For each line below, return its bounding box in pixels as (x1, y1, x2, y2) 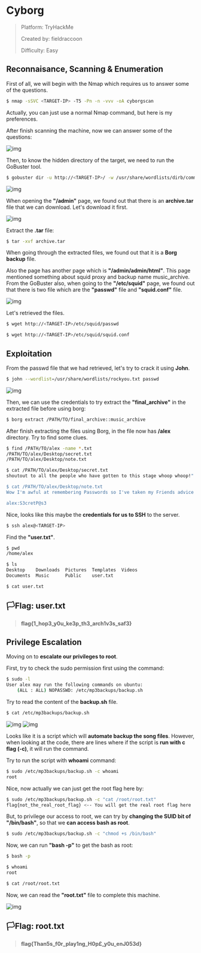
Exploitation (6, 349, 52, 359)
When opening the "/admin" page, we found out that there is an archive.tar (6, 197, 194, 204)
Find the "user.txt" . (6, 534, 55, 541)
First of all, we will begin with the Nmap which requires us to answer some (6, 80, 190, 87)
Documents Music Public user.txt (6, 573, 114, 579)
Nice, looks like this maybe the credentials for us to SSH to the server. (6, 511, 180, 518)
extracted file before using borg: (6, 404, 86, 412)
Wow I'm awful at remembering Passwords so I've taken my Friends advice (6, 489, 194, 495)
